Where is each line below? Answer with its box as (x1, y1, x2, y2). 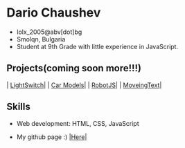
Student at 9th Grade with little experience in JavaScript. (16, 42, 178, 50)
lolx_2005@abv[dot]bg (16, 28, 82, 36)
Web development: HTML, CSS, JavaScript (16, 119, 139, 127)
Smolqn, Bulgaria (16, 35, 66, 43)
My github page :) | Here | (16, 133, 87, 141)
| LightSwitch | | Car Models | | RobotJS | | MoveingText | (6, 81, 162, 89)
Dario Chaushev (6, 5, 101, 21)
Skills (6, 101, 30, 113)
